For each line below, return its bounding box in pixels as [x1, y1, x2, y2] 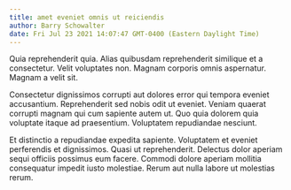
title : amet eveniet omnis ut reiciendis [9, 12, 165, 22]
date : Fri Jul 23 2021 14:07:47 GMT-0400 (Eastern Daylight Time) [9, 29, 260, 38]
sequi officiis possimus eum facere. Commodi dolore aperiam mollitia [9, 154, 262, 164]
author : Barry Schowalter [9, 21, 105, 30]
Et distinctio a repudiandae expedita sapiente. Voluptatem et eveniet [9, 134, 258, 146]
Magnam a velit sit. [9, 72, 78, 83]
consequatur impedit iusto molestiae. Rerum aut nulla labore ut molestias [9, 163, 275, 173]
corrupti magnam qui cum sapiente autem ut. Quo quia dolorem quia [9, 108, 259, 119]
